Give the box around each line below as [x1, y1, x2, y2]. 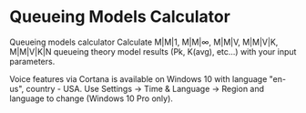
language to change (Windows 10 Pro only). [9, 93, 173, 104]
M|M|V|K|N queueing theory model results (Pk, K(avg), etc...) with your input [9, 46, 297, 56]
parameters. [9, 56, 56, 67]
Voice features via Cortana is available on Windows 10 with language [9, 73, 268, 84]
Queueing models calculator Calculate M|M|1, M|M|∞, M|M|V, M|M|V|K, [9, 36, 279, 47]
